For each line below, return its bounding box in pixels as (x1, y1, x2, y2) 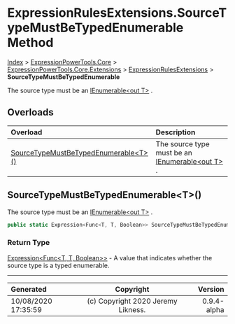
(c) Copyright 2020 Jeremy (87, 296, 178, 306)
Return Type (7, 238, 50, 248)
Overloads (7, 106, 54, 118)
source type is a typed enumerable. (7, 261, 110, 269)
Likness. (118, 304, 146, 314)
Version (197, 284, 225, 294)
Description (155, 127, 196, 137)
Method (7, 35, 54, 50)
